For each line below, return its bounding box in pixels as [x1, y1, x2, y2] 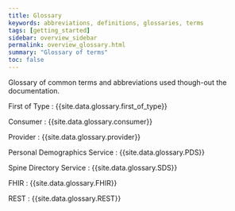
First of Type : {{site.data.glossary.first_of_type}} [8, 101, 168, 111]
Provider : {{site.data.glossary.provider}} [8, 132, 141, 141]
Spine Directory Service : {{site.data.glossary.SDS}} [8, 163, 178, 172]
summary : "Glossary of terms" [8, 48, 109, 56]
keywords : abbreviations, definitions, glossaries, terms [8, 19, 204, 27]
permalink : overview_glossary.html [8, 41, 126, 49]
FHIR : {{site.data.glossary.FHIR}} [8, 178, 118, 187]
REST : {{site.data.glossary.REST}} [8, 194, 121, 203]
